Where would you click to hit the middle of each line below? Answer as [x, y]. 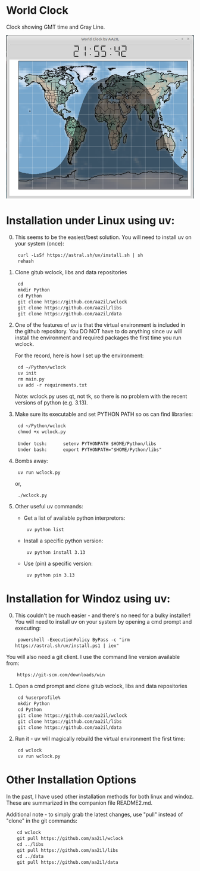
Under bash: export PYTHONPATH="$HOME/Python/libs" [90, 450]
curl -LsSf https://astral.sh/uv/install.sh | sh [80, 255]
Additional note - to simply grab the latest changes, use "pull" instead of [95, 814]
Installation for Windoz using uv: [88, 599]
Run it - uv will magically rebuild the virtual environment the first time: [100, 738]
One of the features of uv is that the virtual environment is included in [100, 325]
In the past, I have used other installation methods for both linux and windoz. [100, 796]
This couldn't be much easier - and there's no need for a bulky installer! [103, 615]
